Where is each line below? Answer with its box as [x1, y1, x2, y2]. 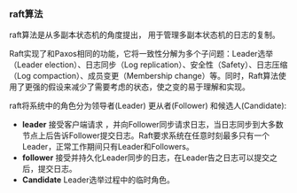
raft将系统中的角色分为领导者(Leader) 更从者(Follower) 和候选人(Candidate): [9, 100, 287, 112]
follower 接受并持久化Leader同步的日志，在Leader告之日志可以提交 [21, 152, 270, 163]
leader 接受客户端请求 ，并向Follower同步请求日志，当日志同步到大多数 [21, 120, 284, 130]
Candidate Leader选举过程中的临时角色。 [21, 174, 175, 185]
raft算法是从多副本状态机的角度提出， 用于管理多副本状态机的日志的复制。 [9, 29, 281, 41]
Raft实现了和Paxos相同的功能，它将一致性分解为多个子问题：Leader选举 [9, 49, 274, 59]
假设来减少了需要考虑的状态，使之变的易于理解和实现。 [47, 81, 250, 92]
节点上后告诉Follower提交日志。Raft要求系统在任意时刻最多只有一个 [21, 130, 270, 141]
